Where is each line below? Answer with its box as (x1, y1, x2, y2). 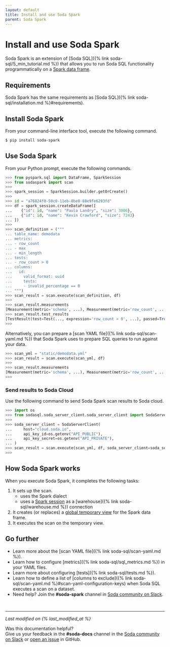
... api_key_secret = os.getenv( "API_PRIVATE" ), (5, 436, 114, 441)
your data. (5, 341, 27, 347)
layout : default (5, 7, 39, 13)
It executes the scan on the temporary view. (12, 520, 104, 526)
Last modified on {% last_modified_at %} (5, 616, 91, 622)
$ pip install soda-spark (5, 137, 60, 142)
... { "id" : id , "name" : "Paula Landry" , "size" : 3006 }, (5, 208, 133, 213)
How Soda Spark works (5, 464, 80, 473)
